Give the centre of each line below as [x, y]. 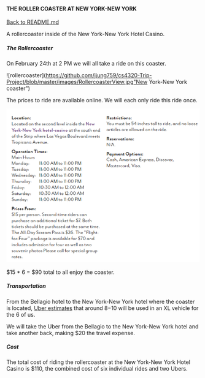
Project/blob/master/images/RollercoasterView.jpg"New [77, 82]
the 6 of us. [21, 314]
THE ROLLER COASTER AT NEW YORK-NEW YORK [72, 9]
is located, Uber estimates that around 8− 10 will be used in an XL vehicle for [102, 308]
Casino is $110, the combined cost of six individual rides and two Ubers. [97, 369]
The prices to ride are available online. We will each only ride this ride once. [102, 100]
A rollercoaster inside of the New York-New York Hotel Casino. [85, 34]
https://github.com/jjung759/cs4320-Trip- [99, 75]
